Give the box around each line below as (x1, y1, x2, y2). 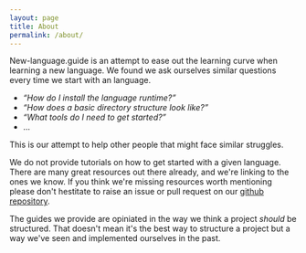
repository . (9, 195, 50, 206)
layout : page (9, 13, 59, 23)
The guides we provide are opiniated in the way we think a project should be (9, 214, 297, 225)
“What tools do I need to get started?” (22, 111, 167, 123)
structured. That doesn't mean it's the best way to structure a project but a (9, 223, 290, 234)
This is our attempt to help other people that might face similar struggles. (9, 139, 284, 151)
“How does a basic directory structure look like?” (22, 102, 208, 113)
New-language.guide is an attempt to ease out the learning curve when (9, 56, 279, 67)
